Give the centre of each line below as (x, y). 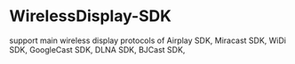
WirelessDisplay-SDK (90, 16)
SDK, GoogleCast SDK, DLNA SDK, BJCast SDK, (97, 49)
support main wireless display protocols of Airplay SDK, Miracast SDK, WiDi (148, 40)
